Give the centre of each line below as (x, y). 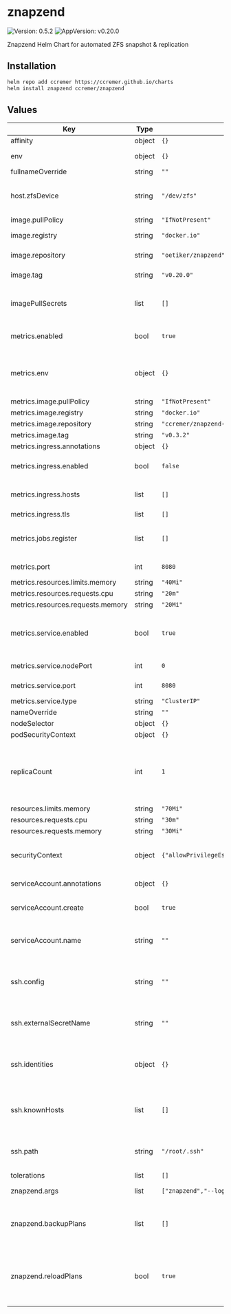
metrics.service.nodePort (52, 666)
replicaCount (32, 772)
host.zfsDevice (35, 196)
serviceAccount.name (46, 941)
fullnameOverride (39, 171)
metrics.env (30, 373)
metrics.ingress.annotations (56, 446)
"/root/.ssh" (183, 1151)
